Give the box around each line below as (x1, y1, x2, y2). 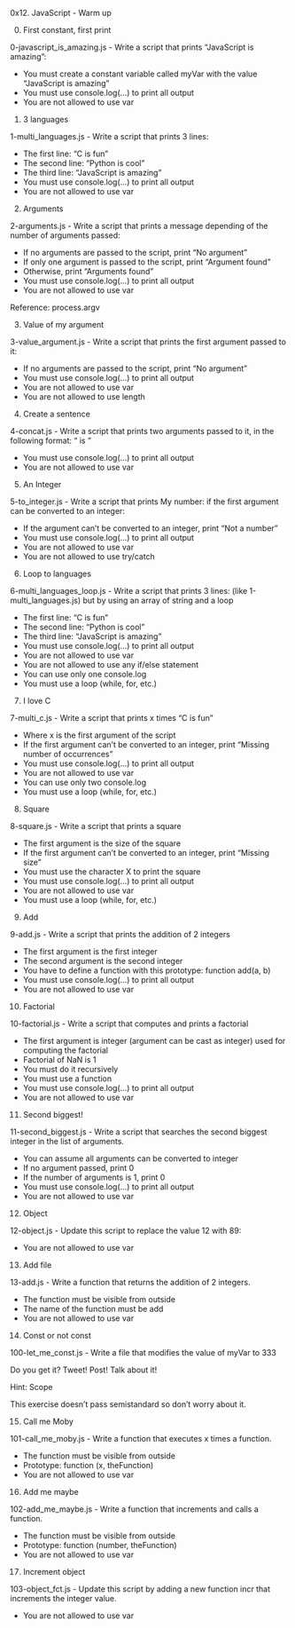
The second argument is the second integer (22, 956, 183, 966)
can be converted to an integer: (10, 506, 125, 516)
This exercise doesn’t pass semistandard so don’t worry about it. (10, 1399, 246, 1410)
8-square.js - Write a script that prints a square (10, 821, 182, 831)
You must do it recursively (22, 1064, 119, 1074)
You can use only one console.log (22, 669, 147, 679)
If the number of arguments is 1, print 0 (22, 1172, 166, 1182)
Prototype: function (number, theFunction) (22, 1540, 177, 1550)
